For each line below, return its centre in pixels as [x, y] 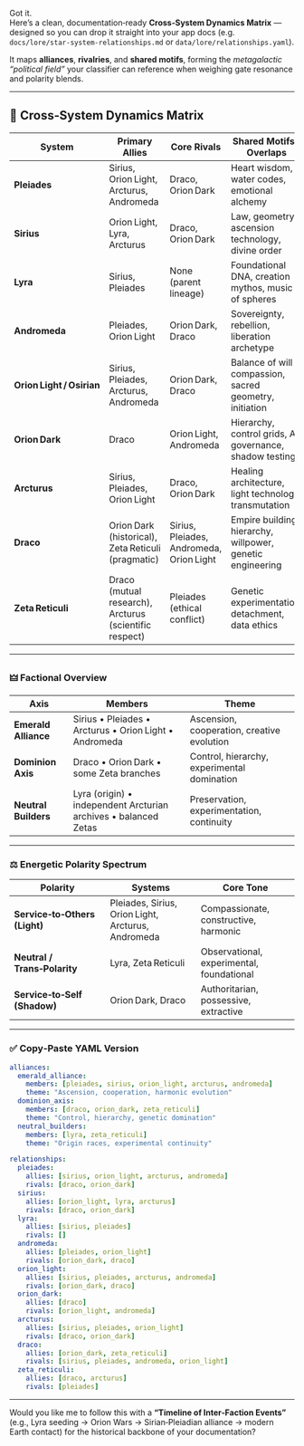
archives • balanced [116, 817]
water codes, [258, 178]
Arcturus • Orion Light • [123, 731]
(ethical [185, 608]
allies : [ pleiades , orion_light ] [89, 1252]
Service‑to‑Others [54, 915]
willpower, [252, 542]
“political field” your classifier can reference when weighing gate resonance [151, 69]
